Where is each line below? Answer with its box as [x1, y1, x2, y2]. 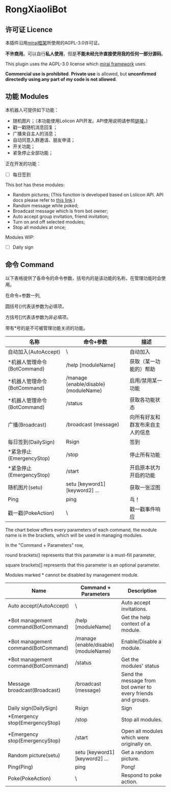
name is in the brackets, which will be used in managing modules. [5, 532, 143, 538]
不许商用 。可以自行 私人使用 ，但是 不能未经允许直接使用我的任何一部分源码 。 [5, 51, 166, 57]
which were [121, 734, 149, 741]
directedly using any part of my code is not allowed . [5, 76, 117, 82]
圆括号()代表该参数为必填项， [5, 303, 67, 309]
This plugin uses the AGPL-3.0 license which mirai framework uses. [5, 61, 147, 67]
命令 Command [5, 260, 54, 269]
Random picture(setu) [8, 752, 60, 759]
